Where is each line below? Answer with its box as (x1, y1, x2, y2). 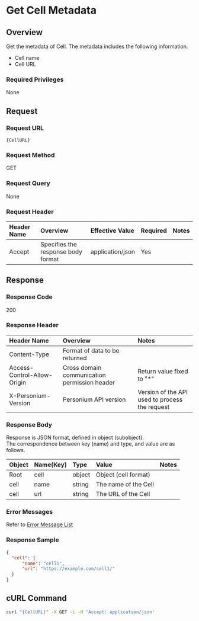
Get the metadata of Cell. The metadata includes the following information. (6, 43, 188, 50)
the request (137, 402, 170, 411)
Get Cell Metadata (6, 4, 97, 17)
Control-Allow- (9, 371, 53, 379)
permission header (62, 378, 115, 386)
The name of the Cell (95, 481, 154, 489)
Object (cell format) (95, 470, 150, 479)
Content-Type (9, 350, 49, 358)
